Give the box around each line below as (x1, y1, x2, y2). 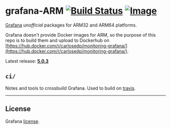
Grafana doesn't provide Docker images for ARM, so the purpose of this (5, 32, 156, 38)
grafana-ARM (5, 5, 64, 17)
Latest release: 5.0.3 (5, 58, 49, 64)
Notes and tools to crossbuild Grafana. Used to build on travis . (5, 85, 136, 91)
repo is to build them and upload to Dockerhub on (5, 37, 109, 43)
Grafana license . (5, 118, 40, 124)
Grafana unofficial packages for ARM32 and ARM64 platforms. (5, 22, 137, 28)
